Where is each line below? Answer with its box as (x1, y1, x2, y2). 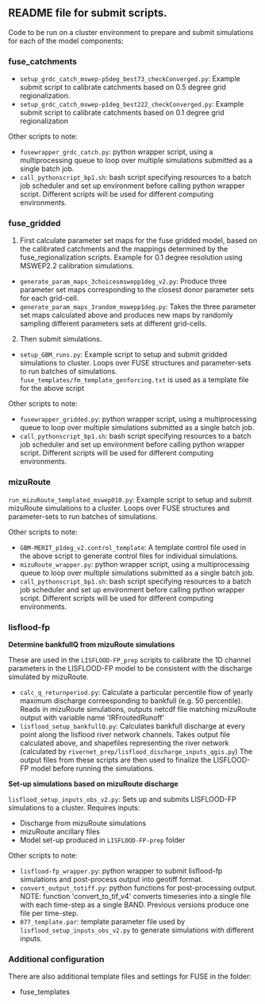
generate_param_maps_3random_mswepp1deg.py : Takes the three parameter (19, 302, 256, 311)
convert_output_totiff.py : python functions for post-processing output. (19, 883, 257, 893)
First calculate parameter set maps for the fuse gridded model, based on (19, 236, 258, 245)
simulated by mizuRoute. (8, 672, 89, 682)
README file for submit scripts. (8, 6, 167, 20)
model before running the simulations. (30, 764, 155, 773)
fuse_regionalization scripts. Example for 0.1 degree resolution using (19, 252, 244, 262)
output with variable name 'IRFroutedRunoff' (19, 713, 165, 722)
